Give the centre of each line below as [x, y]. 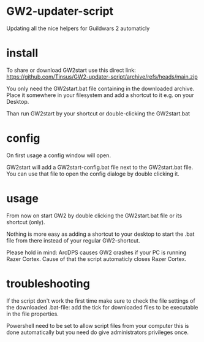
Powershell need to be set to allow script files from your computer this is [98, 325]
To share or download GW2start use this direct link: [71, 70]
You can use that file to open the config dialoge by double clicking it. [93, 174]
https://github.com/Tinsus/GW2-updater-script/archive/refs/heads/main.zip [102, 76]
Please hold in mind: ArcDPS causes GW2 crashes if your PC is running [96, 252]
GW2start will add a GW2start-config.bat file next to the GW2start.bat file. [100, 167]
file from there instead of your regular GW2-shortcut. [73, 240]
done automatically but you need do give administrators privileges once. [97, 332]
